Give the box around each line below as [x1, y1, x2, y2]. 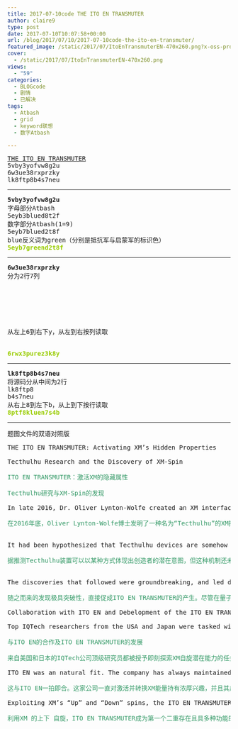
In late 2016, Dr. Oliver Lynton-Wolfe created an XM [7, 504, 198, 512]
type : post [7, 23, 40, 30]
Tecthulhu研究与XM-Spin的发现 [7, 489, 105, 497]
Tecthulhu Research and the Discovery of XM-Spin [7, 458, 183, 466]
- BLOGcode [13, 83, 46, 90]
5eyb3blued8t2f [7, 212, 60, 220]
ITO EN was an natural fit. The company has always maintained [7, 669, 232, 677]
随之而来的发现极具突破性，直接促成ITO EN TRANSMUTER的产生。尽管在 [7, 594, 220, 602]
